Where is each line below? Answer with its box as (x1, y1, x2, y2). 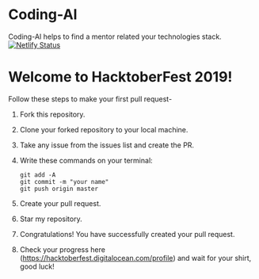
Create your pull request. (19, 198, 101, 208)
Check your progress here (19, 244, 105, 254)
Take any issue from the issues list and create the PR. (19, 140, 195, 150)
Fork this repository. (19, 109, 86, 119)
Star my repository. (19, 214, 82, 224)
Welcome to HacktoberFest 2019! (8, 68, 233, 86)
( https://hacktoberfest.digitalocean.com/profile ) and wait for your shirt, (19, 253, 252, 262)
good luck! (19, 262, 55, 271)
